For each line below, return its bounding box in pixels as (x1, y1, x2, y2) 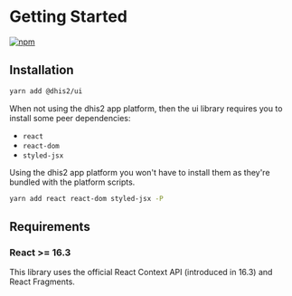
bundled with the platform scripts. (9, 177, 136, 187)
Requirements (9, 219, 90, 234)
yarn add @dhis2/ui (9, 86, 83, 96)
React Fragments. (9, 276, 75, 287)
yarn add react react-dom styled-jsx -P (9, 194, 165, 203)
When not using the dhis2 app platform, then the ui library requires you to (9, 102, 283, 114)
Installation (9, 62, 74, 78)
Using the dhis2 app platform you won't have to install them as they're (9, 167, 270, 177)
